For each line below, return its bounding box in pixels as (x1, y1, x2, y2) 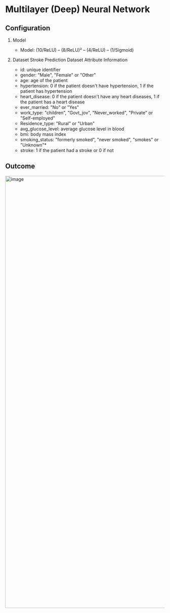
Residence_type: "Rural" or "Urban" (20, 121, 95, 126)
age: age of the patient (20, 78, 68, 83)
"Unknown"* (20, 142, 47, 148)
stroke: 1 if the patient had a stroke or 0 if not (20, 147, 114, 153)
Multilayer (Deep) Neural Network (5, 4, 150, 15)
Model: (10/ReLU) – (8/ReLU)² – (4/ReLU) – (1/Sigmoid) (20, 47, 134, 53)
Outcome (5, 162, 35, 171)
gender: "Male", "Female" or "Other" (20, 72, 96, 78)
